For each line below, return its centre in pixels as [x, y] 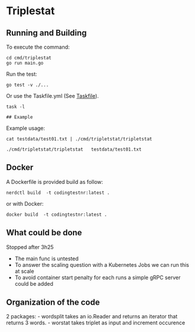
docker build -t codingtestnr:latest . [57, 215]
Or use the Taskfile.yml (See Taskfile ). [52, 96]
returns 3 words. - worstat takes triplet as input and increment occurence [96, 323]
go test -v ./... [28, 85]
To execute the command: [38, 47]
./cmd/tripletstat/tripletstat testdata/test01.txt [74, 149]
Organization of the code [53, 303]
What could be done [44, 233]
